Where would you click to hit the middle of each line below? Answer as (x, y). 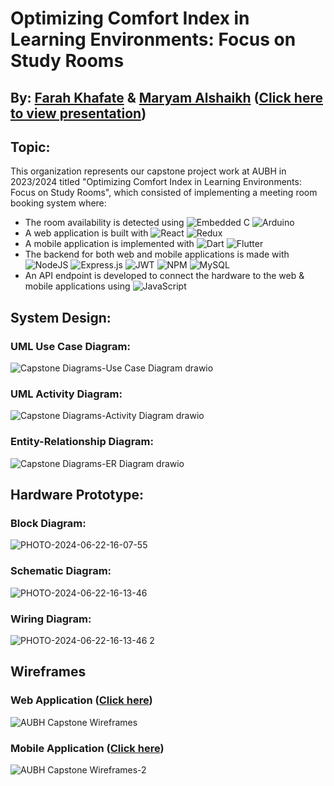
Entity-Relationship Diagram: (82, 442)
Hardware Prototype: (77, 495)
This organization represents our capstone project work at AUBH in (148, 171)
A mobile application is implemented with (109, 244)
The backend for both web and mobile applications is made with (157, 254)
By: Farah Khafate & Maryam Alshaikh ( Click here (166, 97)
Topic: (30, 147)
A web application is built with (86, 233)
